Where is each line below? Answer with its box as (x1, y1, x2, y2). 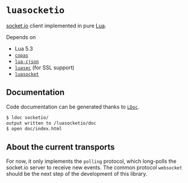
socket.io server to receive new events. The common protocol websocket (6, 164, 183, 171)
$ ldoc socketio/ (6, 114, 49, 120)
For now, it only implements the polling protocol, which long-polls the (6, 158, 177, 165)
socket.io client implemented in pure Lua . (6, 22, 106, 29)
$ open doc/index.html (6, 126, 62, 131)
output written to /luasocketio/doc (6, 120, 96, 126)
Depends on (6, 33, 36, 40)
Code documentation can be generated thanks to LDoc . (6, 103, 140, 110)
